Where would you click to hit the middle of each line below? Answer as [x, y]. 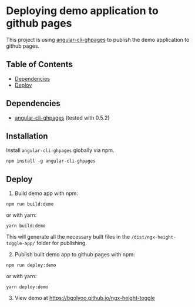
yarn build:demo [26, 226]
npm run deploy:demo [31, 265]
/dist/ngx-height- [154, 237]
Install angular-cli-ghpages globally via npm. [60, 150]
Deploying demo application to [82, 11]
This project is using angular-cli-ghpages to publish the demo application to [98, 39]
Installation [27, 136]
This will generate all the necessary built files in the [68, 237]
